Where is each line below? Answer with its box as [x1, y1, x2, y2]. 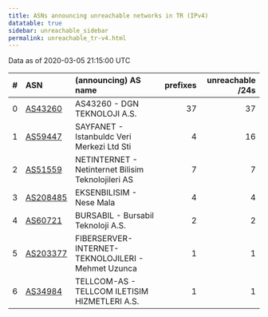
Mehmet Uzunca [74, 263, 138, 274]
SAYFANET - [74, 121, 124, 133]
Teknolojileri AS [74, 174, 134, 185]
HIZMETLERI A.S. [74, 296, 140, 307]
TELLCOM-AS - [74, 276, 136, 287]
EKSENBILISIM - [74, 187, 137, 198]
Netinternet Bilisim [74, 164, 144, 176]
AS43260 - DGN [74, 98, 140, 109]
